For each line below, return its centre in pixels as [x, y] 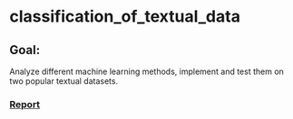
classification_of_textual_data [125, 17]
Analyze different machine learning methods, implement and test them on [146, 71]
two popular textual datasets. [64, 81]
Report [25, 104]
